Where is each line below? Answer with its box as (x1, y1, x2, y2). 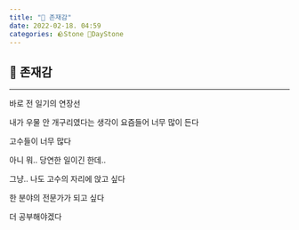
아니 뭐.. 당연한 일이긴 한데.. (9, 155, 107, 165)
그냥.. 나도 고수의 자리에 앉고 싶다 (9, 174, 126, 185)
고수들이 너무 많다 (9, 136, 71, 147)
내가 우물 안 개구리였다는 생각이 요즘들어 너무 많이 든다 (9, 117, 199, 128)
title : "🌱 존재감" (9, 12, 72, 22)
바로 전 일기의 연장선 (9, 99, 81, 109)
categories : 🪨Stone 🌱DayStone (9, 29, 125, 38)
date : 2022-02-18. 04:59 (9, 21, 101, 30)
